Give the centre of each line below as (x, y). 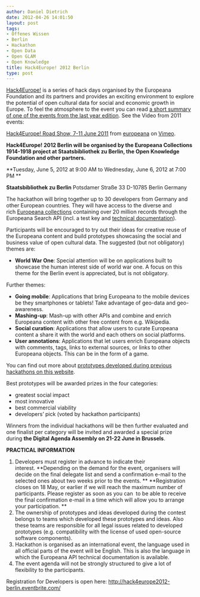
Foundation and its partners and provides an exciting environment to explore (100, 97)
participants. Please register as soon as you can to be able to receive (100, 494)
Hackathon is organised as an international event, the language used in (102, 545)
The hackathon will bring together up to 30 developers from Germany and (97, 199)
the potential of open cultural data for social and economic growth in (90, 103)
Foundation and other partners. (46, 158)
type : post (20, 73)
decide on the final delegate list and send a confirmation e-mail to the (100, 475)
